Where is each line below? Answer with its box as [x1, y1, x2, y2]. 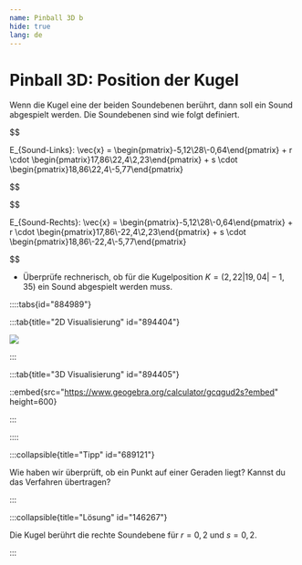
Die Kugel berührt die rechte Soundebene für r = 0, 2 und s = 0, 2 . [9, 529, 257, 540]
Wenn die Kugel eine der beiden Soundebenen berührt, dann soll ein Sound [9, 99, 294, 110]
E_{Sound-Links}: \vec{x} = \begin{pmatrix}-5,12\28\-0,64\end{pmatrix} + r [9, 145, 293, 156]
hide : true [9, 22, 51, 31]
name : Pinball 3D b [9, 13, 84, 23]
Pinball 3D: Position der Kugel [9, 69, 239, 90]
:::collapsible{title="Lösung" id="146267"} [9, 512, 168, 523]
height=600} [9, 396, 57, 407]
